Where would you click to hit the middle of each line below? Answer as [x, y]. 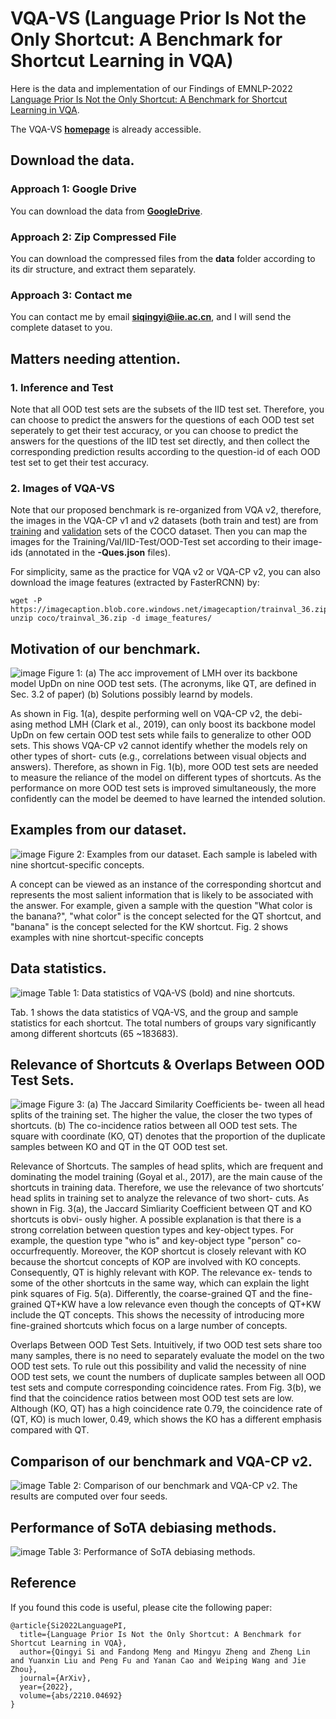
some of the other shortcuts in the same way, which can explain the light [160, 1283]
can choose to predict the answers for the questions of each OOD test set [162, 419]
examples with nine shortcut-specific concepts [107, 937]
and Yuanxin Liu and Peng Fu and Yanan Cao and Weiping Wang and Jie [158, 1660]
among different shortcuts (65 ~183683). [94, 1033]
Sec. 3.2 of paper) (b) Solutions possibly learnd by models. [131, 694]
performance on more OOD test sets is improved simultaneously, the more [163, 788]
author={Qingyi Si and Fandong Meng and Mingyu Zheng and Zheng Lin [165, 1652]
